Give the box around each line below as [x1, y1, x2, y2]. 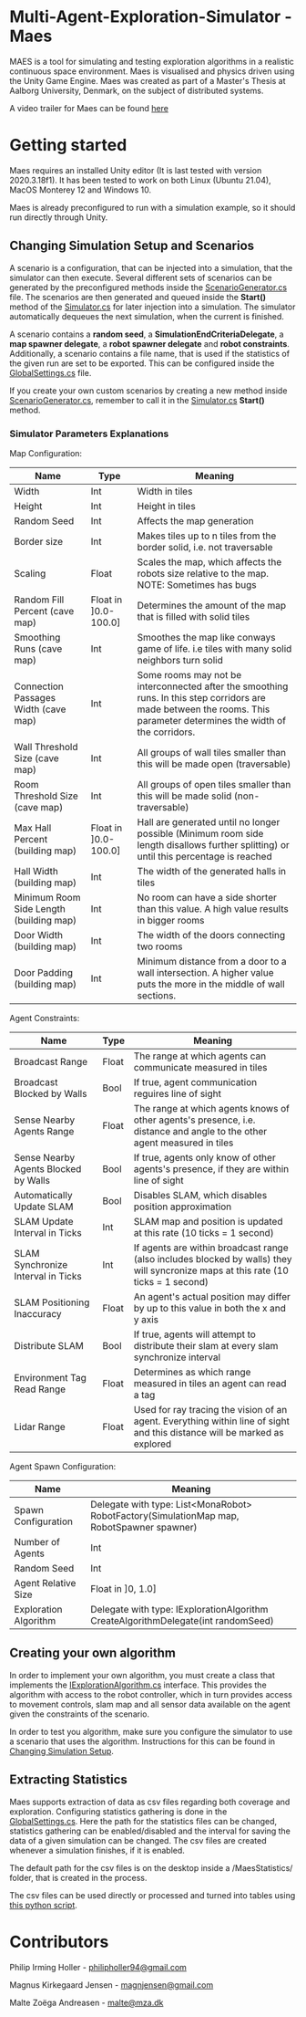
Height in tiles [137, 499, 196, 512]
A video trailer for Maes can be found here [9, 102, 168, 113]
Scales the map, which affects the [137, 555, 282, 568]
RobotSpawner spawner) [90, 1521, 198, 1533]
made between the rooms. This [137, 703, 270, 716]
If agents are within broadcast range [133, 1241, 289, 1254]
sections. [137, 988, 177, 1001]
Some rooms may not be [137, 668, 242, 681]
